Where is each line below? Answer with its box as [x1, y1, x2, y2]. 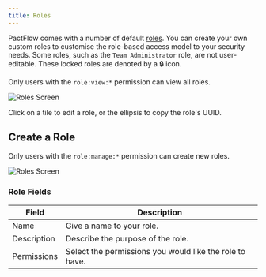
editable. [8, 58, 37, 68]
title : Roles [8, 11, 51, 20]
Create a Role [8, 131, 76, 144]
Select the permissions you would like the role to [65, 245, 246, 256]
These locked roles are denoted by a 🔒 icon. [38, 58, 182, 68]
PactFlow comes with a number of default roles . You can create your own [8, 33, 248, 43]
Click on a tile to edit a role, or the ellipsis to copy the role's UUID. [8, 107, 222, 117]
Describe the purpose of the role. [65, 233, 189, 244]
